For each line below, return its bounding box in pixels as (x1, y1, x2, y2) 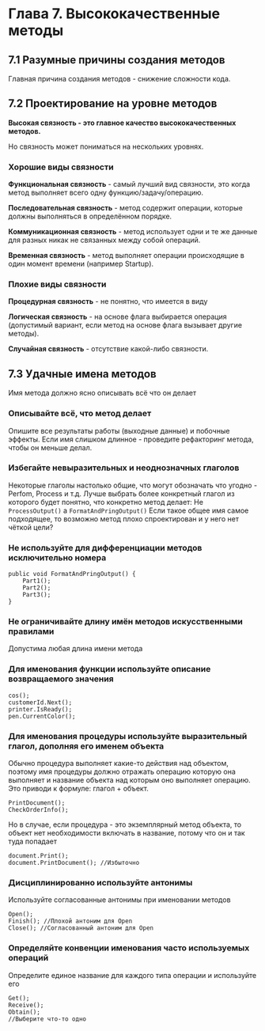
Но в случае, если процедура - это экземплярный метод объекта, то (8, 820, 242, 829)
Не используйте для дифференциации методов (8, 542, 203, 553)
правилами (8, 626, 55, 637)
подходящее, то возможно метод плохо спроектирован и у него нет (8, 514, 240, 523)
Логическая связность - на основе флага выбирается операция (8, 312, 227, 321)
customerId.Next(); (8, 698, 73, 707)
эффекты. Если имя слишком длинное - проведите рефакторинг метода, (8, 434, 255, 444)
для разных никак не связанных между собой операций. (8, 235, 201, 245)
